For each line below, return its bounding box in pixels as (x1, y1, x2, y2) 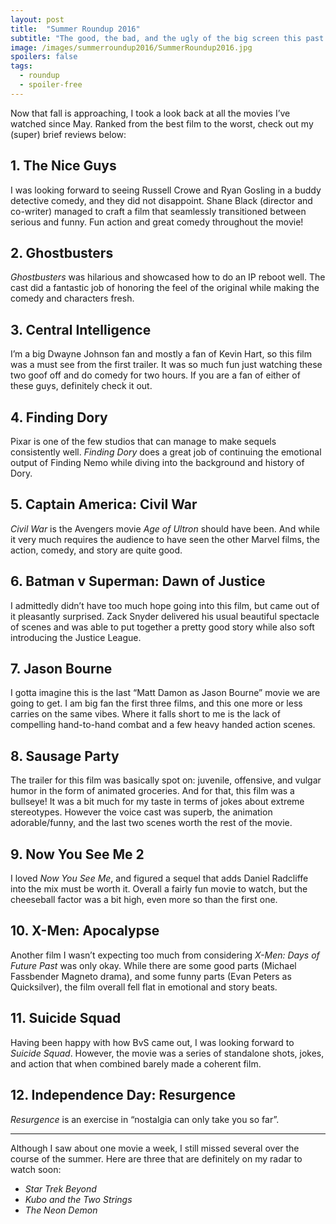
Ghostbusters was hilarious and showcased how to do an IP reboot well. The (10, 271, 326, 283)
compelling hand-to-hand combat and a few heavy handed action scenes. (10, 719, 316, 731)
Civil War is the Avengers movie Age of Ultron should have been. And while (10, 522, 320, 535)
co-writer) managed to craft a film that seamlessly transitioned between (10, 205, 307, 217)
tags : (10, 61, 33, 71)
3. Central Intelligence (10, 321, 152, 338)
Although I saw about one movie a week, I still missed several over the (10, 1142, 300, 1154)
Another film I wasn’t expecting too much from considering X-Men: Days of (10, 949, 320, 961)
